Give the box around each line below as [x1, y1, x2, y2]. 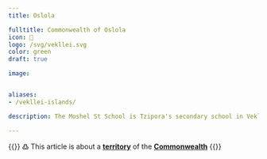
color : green [8, 48, 52, 56]
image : [8, 70, 30, 78]
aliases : [8, 91, 37, 99]
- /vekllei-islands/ [8, 98, 77, 106]
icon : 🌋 [8, 33, 34, 41]
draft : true [8, 55, 48, 63]
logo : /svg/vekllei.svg [8, 40, 87, 48]
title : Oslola [8, 11, 56, 20]
